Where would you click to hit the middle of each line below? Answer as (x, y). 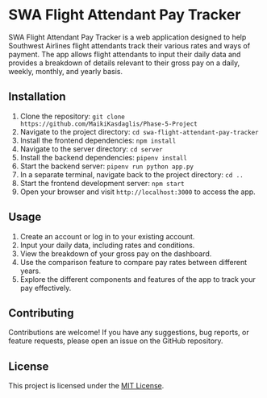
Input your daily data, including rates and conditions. (107, 245)
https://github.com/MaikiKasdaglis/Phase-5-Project (108, 124)
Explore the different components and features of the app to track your (138, 279)
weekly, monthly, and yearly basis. (66, 71)
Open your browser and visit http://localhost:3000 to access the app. (138, 192)
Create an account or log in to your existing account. (107, 236)
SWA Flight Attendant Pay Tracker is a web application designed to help (127, 37)
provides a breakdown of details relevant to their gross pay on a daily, (124, 63)
